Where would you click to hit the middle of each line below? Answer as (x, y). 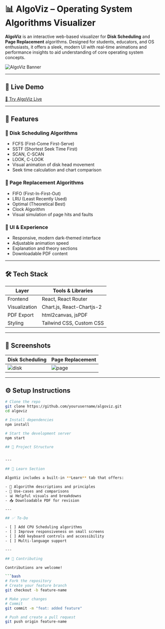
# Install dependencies (29, 420)
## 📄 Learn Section (25, 469)
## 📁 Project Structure (29, 447)
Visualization (22, 307)
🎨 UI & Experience (27, 227)
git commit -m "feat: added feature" (44, 608)
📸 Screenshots (28, 346)
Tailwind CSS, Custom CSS (73, 323)
